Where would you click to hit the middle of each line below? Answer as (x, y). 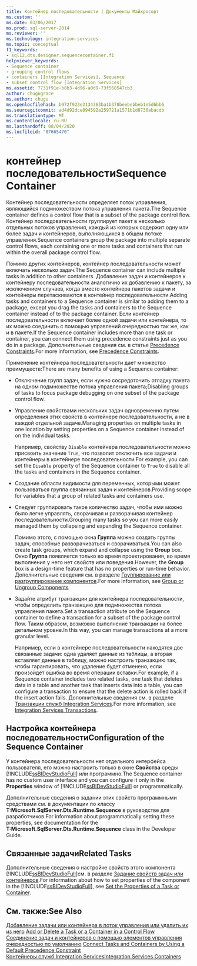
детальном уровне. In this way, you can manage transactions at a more (101, 629)
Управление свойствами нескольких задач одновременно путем (97, 410)
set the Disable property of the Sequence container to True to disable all (102, 465)
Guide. (14, 835)
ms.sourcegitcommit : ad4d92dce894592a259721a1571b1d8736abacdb (85, 110)
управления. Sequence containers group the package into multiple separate (98, 239)
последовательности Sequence (86, 174)
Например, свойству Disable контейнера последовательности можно (103, 447)
